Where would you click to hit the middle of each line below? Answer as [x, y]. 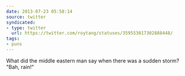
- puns [14, 44]
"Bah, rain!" [20, 67]
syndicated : [21, 22]
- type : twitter [26, 28]
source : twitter [26, 17]
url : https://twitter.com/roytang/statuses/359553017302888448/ [92, 33]
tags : [13, 39]
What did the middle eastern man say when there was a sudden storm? [93, 61]
